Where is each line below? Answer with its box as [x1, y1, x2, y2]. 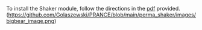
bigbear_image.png [6, 18, 55, 24]
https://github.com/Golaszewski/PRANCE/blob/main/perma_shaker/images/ [8, 11, 196, 18]
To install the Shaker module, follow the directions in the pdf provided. [6, 5, 181, 12]
